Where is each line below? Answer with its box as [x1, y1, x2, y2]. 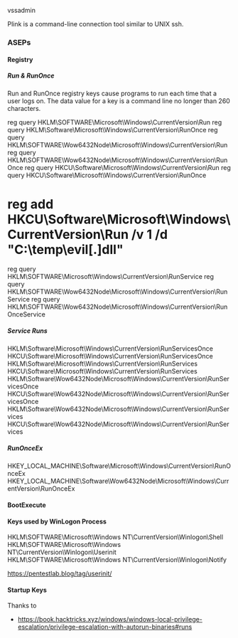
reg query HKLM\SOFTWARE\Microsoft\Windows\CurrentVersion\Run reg [7, 118, 222, 127]
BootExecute [7, 501, 46, 509]
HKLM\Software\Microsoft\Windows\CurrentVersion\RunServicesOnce [7, 344, 213, 353]
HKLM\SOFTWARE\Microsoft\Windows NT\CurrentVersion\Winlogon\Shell [7, 533, 224, 541]
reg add [7, 196, 54, 212]
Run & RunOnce [7, 71, 55, 80]
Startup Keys [7, 585, 48, 594]
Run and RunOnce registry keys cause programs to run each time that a [7, 89, 217, 98]
